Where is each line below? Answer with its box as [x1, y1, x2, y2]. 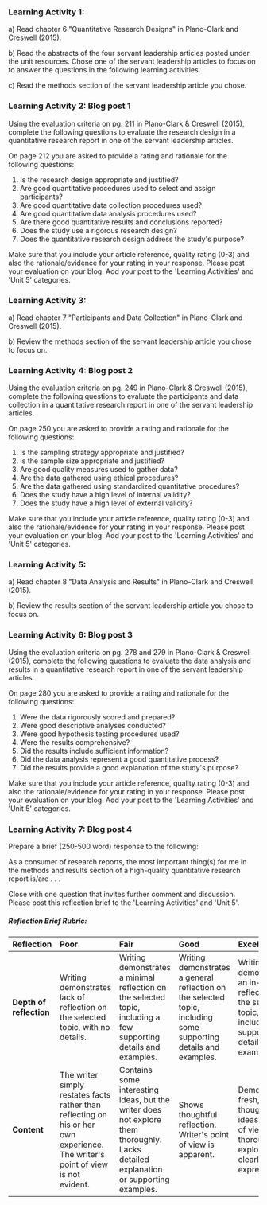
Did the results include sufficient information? [19, 746, 169, 755]
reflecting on [59, 1109, 107, 1121]
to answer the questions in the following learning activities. [8, 65, 201, 75]
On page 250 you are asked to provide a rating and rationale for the [8, 424, 229, 434]
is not [59, 1169, 81, 1180]
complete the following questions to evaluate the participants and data [8, 392, 239, 401]
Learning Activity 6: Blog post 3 [8, 630, 133, 641]
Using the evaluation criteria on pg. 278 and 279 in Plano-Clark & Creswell [8, 647, 252, 657]
